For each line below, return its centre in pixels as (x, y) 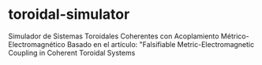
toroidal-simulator (69, 14)
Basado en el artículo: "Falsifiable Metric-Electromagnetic (161, 44)
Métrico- (235, 36)
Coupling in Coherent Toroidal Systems (72, 52)
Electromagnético (37, 44)
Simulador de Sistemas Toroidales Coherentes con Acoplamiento (114, 36)
